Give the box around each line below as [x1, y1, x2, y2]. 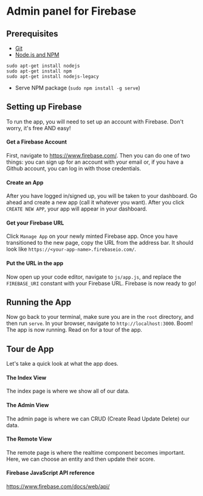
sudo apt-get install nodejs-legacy [6, 74, 99, 80]
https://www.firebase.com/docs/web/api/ [6, 483, 110, 491]
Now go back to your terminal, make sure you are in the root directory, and [6, 313, 194, 321]
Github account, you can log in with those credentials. [6, 165, 142, 172]
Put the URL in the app [6, 260, 64, 267]
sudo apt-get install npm [6, 68, 72, 74]
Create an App [6, 178, 44, 186]
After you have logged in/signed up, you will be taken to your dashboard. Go [6, 192, 198, 200]
